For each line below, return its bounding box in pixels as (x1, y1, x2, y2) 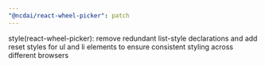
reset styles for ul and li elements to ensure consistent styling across (8, 41, 233, 52)
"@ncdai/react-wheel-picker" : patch (8, 11, 130, 20)
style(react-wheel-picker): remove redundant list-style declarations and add (8, 33, 258, 43)
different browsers (8, 50, 69, 60)
